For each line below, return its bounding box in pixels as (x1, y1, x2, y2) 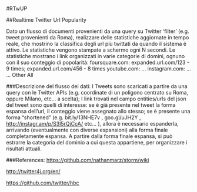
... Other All (6, 72, 34, 78)
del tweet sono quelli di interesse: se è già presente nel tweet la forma (6, 102, 176, 108)
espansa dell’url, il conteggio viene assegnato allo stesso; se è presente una (6, 108, 191, 114)
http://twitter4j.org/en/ (6, 168, 61, 175)
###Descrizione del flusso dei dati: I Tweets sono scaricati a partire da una (6, 83, 188, 90)
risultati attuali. (6, 145, 42, 152)
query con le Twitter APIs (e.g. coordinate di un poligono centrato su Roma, (6, 89, 189, 96)
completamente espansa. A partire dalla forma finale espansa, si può (6, 133, 173, 140)
